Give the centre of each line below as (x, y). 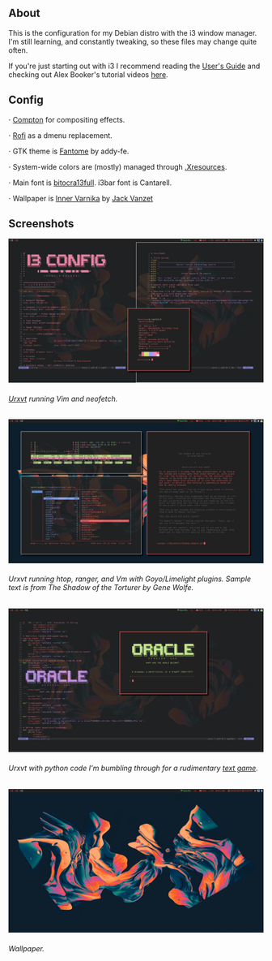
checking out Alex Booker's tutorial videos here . (88, 74)
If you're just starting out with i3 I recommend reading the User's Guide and (134, 66)
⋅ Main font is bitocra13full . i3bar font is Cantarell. (90, 183)
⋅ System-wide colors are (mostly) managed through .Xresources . (118, 166)
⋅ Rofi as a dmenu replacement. (61, 135)
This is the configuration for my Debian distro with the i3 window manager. (133, 32)
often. (18, 50)
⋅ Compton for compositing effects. (67, 119)
